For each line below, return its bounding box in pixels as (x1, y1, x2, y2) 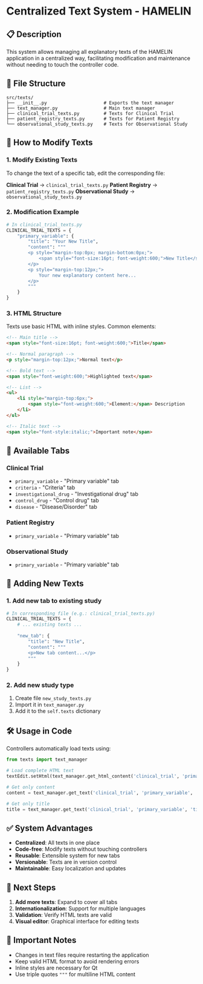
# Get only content (6, 784, 56, 790)
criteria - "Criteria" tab (14, 484, 76, 491)
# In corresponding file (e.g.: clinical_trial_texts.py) (6, 610, 155, 617)
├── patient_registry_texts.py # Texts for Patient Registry (6, 116, 180, 122)
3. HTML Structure (6, 309, 62, 317)
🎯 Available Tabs (6, 445, 70, 456)
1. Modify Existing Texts (6, 156, 77, 164)
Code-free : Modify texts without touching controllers (14, 845, 147, 853)
